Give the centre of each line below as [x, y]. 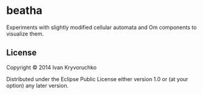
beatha [24, 11]
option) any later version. [37, 85]
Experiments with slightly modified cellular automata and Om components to [101, 27]
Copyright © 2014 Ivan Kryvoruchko [52, 67]
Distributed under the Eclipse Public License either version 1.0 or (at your [97, 79]
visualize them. [25, 33]
